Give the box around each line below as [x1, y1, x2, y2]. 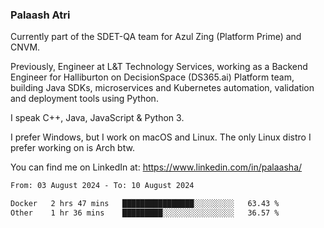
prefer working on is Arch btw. [10, 142, 135, 154]
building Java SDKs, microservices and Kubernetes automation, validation [10, 82, 315, 94]
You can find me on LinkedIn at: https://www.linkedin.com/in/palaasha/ [10, 161, 303, 173]
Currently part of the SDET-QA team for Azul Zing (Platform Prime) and [10, 31, 302, 43]
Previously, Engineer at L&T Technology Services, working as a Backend [10, 61, 308, 73]
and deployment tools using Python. [10, 93, 159, 105]
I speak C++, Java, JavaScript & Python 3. [10, 112, 185, 124]
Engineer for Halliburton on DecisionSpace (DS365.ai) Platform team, [10, 71, 295, 83]
